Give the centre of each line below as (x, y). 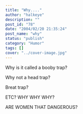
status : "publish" (25, 39)
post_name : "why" (24, 34)
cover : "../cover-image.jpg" (36, 53)
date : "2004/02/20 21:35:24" (36, 29)
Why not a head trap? (28, 77)
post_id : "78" (20, 24)
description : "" (22, 19)
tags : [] (15, 48)
